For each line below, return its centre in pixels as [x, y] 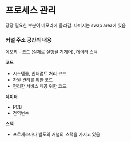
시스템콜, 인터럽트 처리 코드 [40, 74]
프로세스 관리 [31, 10]
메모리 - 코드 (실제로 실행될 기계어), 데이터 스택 [51, 52]
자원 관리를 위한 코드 [33, 80]
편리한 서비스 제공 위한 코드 [40, 86]
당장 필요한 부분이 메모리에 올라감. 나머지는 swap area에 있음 [66, 25]
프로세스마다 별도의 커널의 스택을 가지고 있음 [56, 134]
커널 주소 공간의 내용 [28, 40]
